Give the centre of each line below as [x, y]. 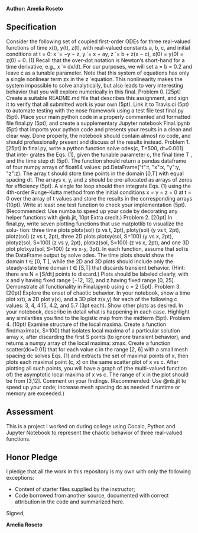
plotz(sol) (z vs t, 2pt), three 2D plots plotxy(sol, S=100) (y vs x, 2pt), [90, 236]
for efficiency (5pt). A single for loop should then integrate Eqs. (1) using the [98, 186]
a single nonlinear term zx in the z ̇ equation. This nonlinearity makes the [95, 79]
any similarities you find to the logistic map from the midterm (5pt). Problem [98, 318]
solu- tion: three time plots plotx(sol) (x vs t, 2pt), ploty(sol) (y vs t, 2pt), [93, 230]
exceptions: [20, 478]
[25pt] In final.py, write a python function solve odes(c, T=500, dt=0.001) [95, 148]
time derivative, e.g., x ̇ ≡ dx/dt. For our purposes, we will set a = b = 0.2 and [99, 66]
